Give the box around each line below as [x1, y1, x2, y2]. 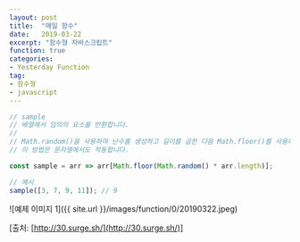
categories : [9, 54, 54, 63]
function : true [9, 46, 66, 55]
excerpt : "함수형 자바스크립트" [9, 38, 113, 47]
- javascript [9, 88, 58, 96]
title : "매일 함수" [9, 21, 79, 30]
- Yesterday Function [9, 63, 90, 72]
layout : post [9, 13, 58, 22]
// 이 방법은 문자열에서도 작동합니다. [9, 146, 129, 154]
